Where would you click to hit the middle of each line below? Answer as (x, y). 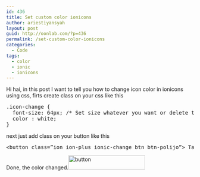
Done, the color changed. (37, 167)
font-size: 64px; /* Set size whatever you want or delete (100, 113)
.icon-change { (28, 107)
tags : (13, 56)
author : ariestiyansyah (36, 23)
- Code (20, 50)
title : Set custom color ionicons (49, 17)
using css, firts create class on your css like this (65, 96)
